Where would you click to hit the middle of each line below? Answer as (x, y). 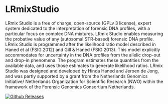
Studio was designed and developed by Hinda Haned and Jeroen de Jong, (82, 70)
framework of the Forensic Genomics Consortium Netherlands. (70, 86)
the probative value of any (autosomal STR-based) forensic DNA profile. (80, 39)
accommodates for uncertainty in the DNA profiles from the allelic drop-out (83, 55)
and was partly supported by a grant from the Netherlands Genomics (76, 76)
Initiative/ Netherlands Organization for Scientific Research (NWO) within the (84, 81)
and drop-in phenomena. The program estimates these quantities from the (82, 60)
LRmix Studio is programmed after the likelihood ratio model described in (80, 44)
